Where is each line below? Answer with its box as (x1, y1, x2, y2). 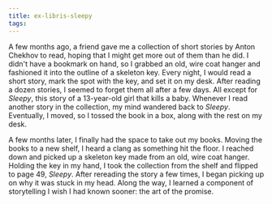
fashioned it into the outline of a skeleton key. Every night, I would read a (8, 67, 252, 77)
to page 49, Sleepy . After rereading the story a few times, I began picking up (8, 169, 265, 179)
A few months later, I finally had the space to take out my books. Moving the (8, 134, 262, 144)
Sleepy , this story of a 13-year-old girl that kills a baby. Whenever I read (8, 93, 248, 103)
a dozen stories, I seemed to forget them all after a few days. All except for (8, 84, 258, 94)
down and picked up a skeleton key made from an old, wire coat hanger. (8, 151, 250, 162)
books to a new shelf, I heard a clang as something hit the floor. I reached (8, 143, 254, 153)
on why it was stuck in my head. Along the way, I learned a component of (8, 177, 254, 187)
